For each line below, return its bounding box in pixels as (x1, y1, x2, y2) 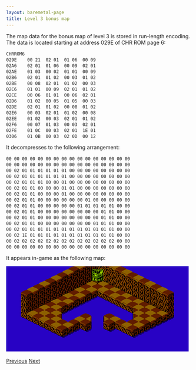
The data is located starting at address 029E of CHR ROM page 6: (6, 39, 166, 46)
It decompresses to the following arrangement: (6, 144, 120, 151)
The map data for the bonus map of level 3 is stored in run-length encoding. (6, 32, 190, 39)
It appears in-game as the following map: (6, 254, 106, 261)
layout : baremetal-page (6, 9, 65, 15)
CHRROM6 (6, 51, 25, 57)
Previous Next (6, 357, 41, 364)
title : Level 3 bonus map (6, 15, 69, 22)
